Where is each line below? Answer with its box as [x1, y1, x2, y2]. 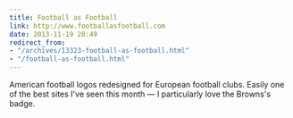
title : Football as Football [9, 13, 118, 22]
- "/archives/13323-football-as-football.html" [9, 46, 190, 55]
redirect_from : [9, 38, 66, 47]
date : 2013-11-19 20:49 [9, 29, 98, 38]
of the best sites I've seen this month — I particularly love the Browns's [9, 88, 271, 99]
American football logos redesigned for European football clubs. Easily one [9, 80, 285, 89]
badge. [9, 98, 36, 108]
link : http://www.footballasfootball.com [9, 21, 166, 30]
